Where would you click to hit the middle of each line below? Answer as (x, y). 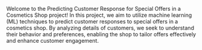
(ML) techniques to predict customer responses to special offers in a (92, 21)
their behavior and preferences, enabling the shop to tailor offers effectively (101, 34)
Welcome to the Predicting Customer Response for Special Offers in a (94, 9)
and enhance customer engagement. (53, 41)
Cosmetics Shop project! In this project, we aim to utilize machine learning (99, 15)
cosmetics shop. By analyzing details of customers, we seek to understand (100, 28)
